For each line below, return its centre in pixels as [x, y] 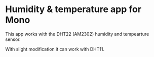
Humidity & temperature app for [73, 9]
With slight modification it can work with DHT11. [55, 49]
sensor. [13, 39]
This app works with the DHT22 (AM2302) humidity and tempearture [77, 34]
